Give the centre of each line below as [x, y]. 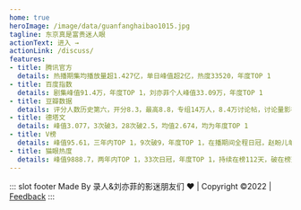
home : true [30, 17]
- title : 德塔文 [38, 118]
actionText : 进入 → [44, 43]
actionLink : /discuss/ [52, 51]
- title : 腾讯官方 [41, 68]
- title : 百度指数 [41, 84]
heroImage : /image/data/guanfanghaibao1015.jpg [100, 26]
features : [28, 59]
